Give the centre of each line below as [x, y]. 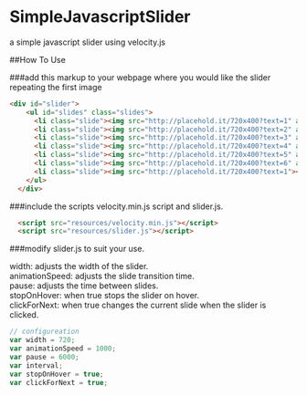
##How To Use [37, 59]
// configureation [44, 332]
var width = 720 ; [42, 340]
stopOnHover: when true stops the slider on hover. [105, 296]
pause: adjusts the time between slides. [84, 286]
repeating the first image [56, 87]
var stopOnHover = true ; [57, 374]
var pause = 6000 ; [44, 357]
